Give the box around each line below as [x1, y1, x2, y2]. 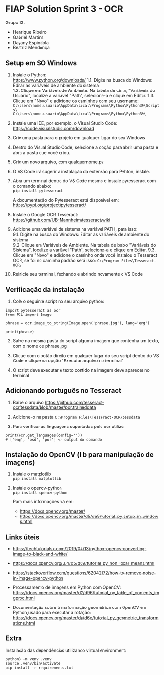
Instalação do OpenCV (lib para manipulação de [5, 450, 154, 459]
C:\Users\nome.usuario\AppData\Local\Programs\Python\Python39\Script [12, 103, 160, 108]
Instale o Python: [12, 72, 47, 78]
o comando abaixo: [12, 183, 52, 189]
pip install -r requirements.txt [5, 665, 74, 670]
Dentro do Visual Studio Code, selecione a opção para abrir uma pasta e [12, 144, 158, 150]
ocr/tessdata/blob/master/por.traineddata [12, 405, 96, 410]
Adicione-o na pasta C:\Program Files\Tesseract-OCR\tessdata [12, 414, 141, 420]
